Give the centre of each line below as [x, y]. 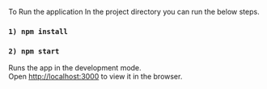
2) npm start [34, 51]
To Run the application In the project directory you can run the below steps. [134, 12]
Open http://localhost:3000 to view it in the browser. [95, 77]
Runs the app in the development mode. [75, 68]
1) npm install [38, 31]
